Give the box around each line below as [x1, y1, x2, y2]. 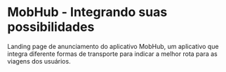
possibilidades [7, 19, 95, 35]
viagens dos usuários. [7, 57, 72, 65]
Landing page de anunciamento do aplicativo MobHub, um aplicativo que [7, 42, 219, 50]
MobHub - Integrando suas [7, 4, 168, 20]
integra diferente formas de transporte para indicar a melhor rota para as [7, 50, 218, 58]
